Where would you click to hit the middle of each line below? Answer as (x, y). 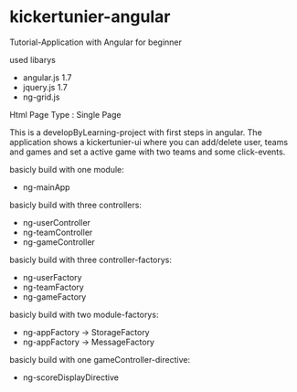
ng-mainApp (46, 187)
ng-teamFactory (53, 287)
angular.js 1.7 (47, 77)
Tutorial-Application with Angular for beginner (96, 42)
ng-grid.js (41, 97)
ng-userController (57, 222)
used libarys (33, 59)
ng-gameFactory (54, 297)
